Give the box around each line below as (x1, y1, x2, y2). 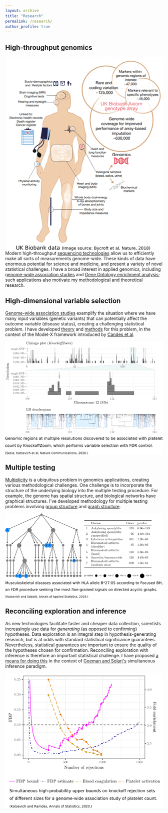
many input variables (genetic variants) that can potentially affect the (5, 315, 147, 321)
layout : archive (5, 8, 39, 13)
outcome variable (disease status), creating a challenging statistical (5, 320, 144, 326)
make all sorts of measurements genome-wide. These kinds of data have (5, 256, 156, 262)
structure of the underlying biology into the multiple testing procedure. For (5, 487, 158, 493)
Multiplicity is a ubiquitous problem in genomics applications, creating (5, 477, 149, 483)
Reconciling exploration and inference (5, 607, 126, 616)
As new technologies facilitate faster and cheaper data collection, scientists (5, 620, 161, 626)
